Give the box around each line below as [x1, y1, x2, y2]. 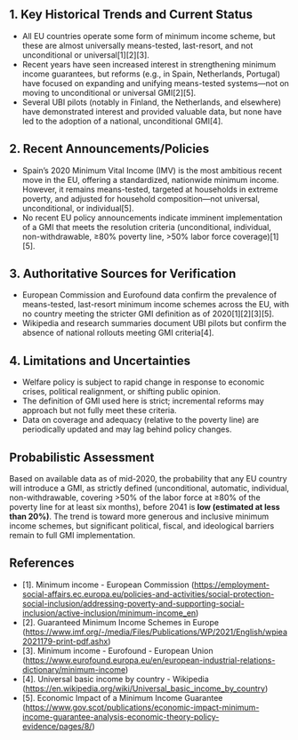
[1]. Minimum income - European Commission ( [21, 579, 195, 590]
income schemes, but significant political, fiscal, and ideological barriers [9, 521, 275, 531]
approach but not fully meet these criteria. [21, 405, 177, 416]
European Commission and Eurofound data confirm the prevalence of [21, 290, 278, 300]
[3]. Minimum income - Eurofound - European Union [21, 645, 213, 656]
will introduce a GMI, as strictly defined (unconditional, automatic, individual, [9, 483, 290, 494]
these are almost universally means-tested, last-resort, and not [21, 40, 254, 51]
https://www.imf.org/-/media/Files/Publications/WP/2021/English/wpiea [25, 626, 287, 637]
